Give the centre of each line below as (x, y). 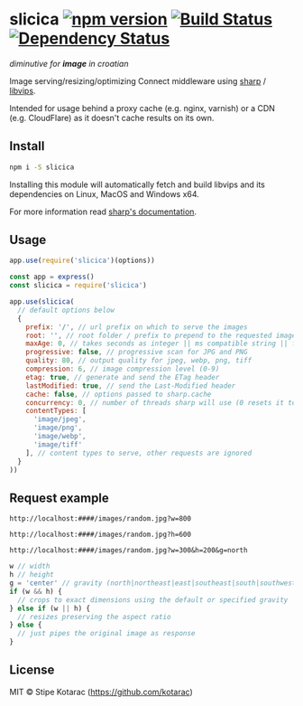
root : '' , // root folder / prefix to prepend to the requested (149, 335)
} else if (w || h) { (50, 608)
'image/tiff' (58, 444)
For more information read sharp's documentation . (103, 212)
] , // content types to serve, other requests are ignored (139, 453)
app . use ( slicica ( (42, 302)
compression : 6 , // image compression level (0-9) (123, 369)
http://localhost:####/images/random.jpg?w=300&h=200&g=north (129, 551)
